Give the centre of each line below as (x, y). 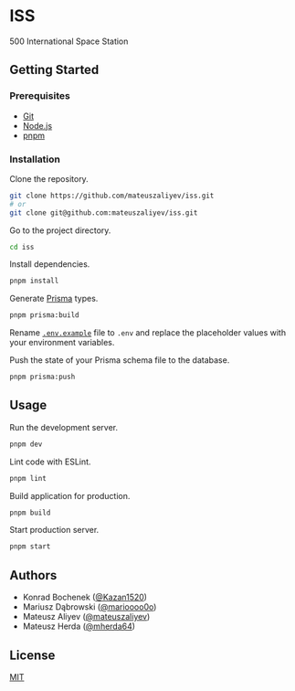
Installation (35, 159)
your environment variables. (62, 343)
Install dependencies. (50, 264)
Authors (33, 575)
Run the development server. (64, 427)
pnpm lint (28, 478)
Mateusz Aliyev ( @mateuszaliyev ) (86, 617)
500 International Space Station (69, 41)
